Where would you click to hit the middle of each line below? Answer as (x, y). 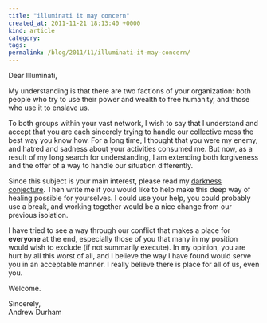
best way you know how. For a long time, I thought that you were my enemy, (133, 140)
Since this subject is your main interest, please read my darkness (115, 181)
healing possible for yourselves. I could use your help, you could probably (130, 198)
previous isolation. (38, 215)
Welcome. (25, 288)
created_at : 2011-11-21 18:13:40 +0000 (75, 23)
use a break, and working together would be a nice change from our (120, 207)
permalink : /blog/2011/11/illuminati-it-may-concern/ (100, 53)
